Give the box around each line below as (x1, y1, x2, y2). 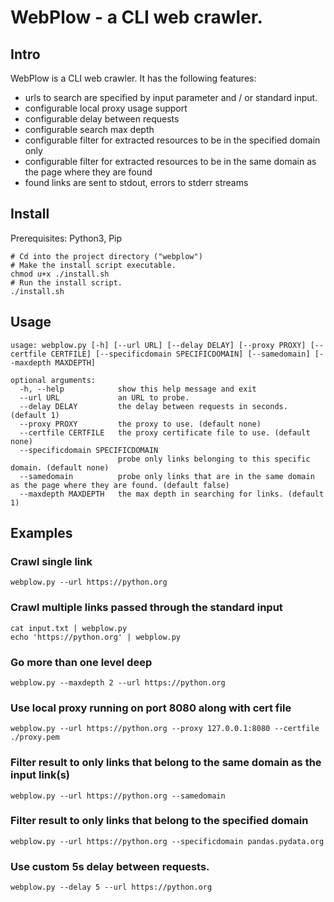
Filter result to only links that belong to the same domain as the (10, 756, 322, 770)
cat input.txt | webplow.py (10, 623, 128, 633)
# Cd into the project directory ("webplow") (10, 251, 203, 261)
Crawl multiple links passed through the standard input (10, 601, 283, 615)
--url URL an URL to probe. (19, 392, 190, 403)
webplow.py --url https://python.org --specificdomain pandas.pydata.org (10, 836, 325, 846)
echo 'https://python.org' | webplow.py (10, 632, 182, 642)
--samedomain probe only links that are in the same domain (19, 471, 315, 481)
